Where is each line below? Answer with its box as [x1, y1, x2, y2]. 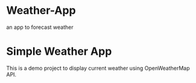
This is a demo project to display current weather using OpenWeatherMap [6, 64, 190, 72]
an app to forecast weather [6, 23, 74, 31]
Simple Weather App [6, 45, 112, 58]
